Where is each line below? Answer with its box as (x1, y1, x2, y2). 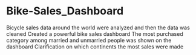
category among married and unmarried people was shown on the (6, 36, 172, 44)
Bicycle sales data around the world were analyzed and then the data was (6, 24, 191, 31)
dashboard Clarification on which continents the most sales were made (6, 43, 184, 50)
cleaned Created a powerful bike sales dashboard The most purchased (6, 30, 183, 37)
